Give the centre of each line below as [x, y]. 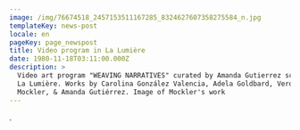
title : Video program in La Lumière [77, 51]
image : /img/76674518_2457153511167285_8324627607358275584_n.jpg [135, 17]
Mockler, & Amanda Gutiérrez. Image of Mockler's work [121, 92]
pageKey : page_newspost [54, 42]
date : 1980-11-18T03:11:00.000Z [69, 59]
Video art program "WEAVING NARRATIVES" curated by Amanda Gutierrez [149, 76]
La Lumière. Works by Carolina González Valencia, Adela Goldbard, [146, 84]
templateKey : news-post [54, 26]
